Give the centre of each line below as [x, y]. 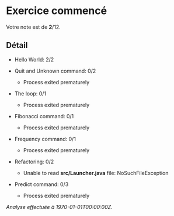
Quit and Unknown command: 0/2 [55, 71]
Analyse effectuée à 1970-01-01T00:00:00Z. [59, 207]
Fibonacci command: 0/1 [44, 116]
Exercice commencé [56, 11]
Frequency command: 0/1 [45, 139]
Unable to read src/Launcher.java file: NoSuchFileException [96, 173]
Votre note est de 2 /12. [34, 27]
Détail [17, 45]
